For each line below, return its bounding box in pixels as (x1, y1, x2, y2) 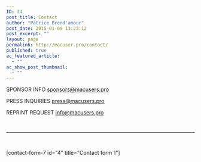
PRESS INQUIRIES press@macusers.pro (6, 98, 105, 105)
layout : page (6, 36, 39, 42)
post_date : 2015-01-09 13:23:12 (6, 25, 87, 32)
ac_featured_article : (6, 53, 60, 59)
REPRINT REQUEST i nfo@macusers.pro (6, 109, 104, 116)
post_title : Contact (6, 14, 58, 20)
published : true (6, 48, 47, 54)
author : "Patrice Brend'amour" (6, 20, 84, 26)
